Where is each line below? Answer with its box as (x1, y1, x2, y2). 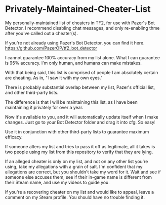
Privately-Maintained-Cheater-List (5, 3, 151, 15)
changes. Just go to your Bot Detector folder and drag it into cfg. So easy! (5, 119, 156, 125)
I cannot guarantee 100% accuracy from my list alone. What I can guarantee (5, 54, 160, 60)
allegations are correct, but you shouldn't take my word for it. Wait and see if (5, 169, 161, 175)
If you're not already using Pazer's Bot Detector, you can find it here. (5, 40, 145, 45)
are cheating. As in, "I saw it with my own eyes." (5, 75, 103, 81)
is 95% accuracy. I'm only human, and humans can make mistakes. (5, 60, 142, 66)
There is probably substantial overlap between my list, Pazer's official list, (5, 84, 155, 90)
